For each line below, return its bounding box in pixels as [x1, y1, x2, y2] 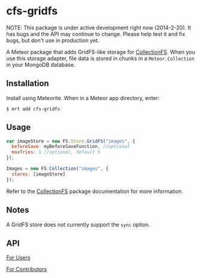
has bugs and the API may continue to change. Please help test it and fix [6, 30, 185, 37]
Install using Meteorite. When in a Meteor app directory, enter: [6, 94, 160, 101]
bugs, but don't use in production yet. [6, 37, 100, 44]
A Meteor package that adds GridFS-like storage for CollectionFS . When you [6, 48, 196, 55]
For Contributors [6, 265, 47, 273]
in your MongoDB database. [6, 61, 76, 68]
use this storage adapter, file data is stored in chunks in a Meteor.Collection [6, 55, 195, 62]
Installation [6, 78, 49, 89]
